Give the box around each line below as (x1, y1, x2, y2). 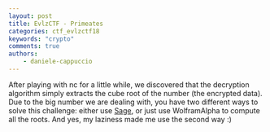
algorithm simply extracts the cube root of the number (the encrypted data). (8, 88, 263, 98)
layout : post (8, 11, 53, 20)
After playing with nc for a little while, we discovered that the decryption (8, 79, 250, 90)
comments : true (8, 42, 60, 51)
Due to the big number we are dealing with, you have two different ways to (8, 97, 259, 107)
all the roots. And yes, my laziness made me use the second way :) (8, 114, 232, 124)
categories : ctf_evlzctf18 (8, 27, 100, 35)
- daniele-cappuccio (23, 58, 93, 66)
